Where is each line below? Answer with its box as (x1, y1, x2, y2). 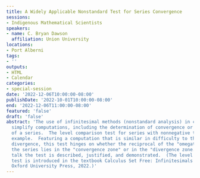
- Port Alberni (6, 47, 44, 53)
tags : (6, 53, 20, 59)
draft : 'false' (6, 113, 44, 119)
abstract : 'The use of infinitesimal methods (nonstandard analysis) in (6, 119, 190, 125)
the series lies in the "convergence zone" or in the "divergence (11, 147, 180, 152)
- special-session (6, 86, 52, 92)
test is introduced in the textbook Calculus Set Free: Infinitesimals (11, 158, 193, 164)
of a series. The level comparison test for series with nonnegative (11, 130, 190, 136)
